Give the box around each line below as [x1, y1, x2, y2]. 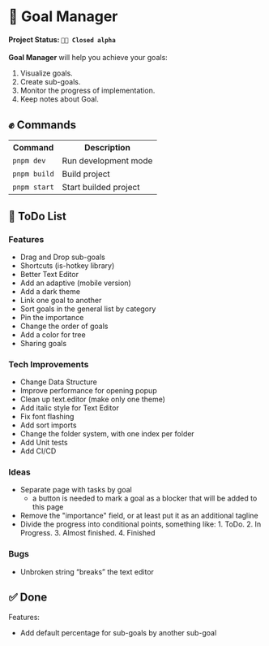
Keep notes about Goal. [19, 94, 99, 104]
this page [32, 502, 64, 512]
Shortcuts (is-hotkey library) [19, 260, 115, 271]
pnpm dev [12, 156, 46, 166]
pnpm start [12, 183, 54, 192]
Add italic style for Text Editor [19, 403, 119, 413]
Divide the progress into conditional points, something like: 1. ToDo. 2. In [19, 519, 262, 529]
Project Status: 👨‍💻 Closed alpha [8, 34, 116, 44]
